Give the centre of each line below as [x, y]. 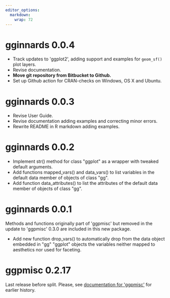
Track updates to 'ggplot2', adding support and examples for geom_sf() [87, 59]
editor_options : [22, 10]
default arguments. [33, 167]
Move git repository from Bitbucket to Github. [62, 75]
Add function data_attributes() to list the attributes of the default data [85, 183]
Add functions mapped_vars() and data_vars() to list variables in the [83, 173]
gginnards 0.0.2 [40, 147]
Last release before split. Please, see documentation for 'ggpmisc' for [79, 285]
